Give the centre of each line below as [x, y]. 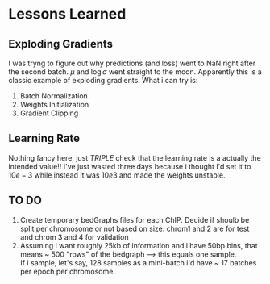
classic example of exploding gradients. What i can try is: [103, 80]
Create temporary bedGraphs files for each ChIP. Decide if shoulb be [135, 219]
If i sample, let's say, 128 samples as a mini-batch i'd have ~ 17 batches [138, 262]
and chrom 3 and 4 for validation [74, 237]
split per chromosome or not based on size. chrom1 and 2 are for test [135, 228]
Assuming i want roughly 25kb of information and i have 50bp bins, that [139, 245]
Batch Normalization [54, 96]
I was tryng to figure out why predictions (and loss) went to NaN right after [132, 63]
